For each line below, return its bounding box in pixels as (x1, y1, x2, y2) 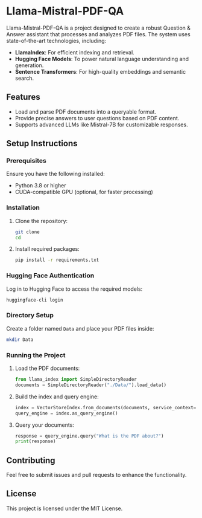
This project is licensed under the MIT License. (6, 505, 123, 512)
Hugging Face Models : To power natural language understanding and (14, 55, 189, 62)
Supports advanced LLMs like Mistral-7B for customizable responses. (14, 121, 188, 128)
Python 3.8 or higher (14, 182, 66, 189)
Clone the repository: (14, 217, 68, 224)
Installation (6, 204, 40, 212)
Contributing (6, 455, 55, 465)
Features (6, 92, 40, 102)
